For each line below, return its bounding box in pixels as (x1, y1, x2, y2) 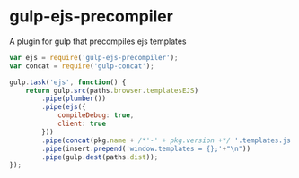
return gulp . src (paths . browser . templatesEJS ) (25, 86, 199, 95)
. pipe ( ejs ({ (41, 103, 87, 112)
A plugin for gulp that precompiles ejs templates (9, 36, 187, 47)
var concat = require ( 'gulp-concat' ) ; (9, 61, 154, 71)
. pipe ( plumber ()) (41, 94, 106, 104)
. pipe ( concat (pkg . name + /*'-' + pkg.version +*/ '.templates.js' (41, 136, 295, 145)
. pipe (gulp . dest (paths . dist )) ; (41, 152, 159, 162)
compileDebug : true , (57, 111, 135, 120)
